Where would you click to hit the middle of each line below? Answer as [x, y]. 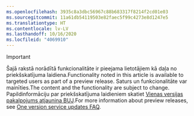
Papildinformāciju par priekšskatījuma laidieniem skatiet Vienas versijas [95, 94]
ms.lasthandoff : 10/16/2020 [42, 34]
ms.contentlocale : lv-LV [37, 29]
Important [18, 57]
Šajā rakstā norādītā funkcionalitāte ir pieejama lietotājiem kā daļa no [92, 69]
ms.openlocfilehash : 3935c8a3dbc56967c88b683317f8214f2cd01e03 [87, 12]
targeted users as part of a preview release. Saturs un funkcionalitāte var [97, 81]
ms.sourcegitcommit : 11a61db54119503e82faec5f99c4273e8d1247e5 [87, 17]
